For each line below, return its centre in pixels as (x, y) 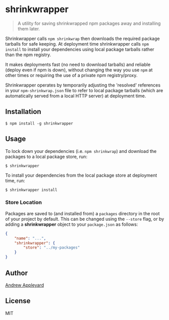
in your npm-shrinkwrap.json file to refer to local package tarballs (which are (84, 90)
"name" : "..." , (30, 238)
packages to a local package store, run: (46, 156)
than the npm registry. (28, 55)
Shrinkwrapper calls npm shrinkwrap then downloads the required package (82, 38)
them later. (29, 28)
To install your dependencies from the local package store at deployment (81, 175)
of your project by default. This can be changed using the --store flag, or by (85, 219)
